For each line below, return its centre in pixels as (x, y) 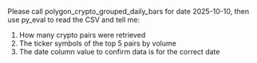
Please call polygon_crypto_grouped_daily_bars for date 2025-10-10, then (128, 11)
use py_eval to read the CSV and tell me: (74, 20)
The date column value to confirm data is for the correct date (119, 52)
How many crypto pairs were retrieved (82, 35)
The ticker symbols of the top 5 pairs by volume (97, 43)
